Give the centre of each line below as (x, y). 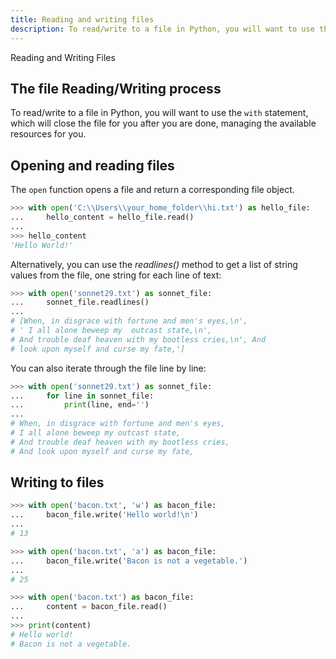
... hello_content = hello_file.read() (102, 217)
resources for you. (48, 134)
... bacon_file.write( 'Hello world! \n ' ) (104, 515)
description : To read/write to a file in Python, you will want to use (162, 29)
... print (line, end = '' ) (80, 405)
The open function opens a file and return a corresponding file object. (152, 190)
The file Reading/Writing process (116, 88)
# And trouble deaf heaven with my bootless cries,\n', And (138, 339)
